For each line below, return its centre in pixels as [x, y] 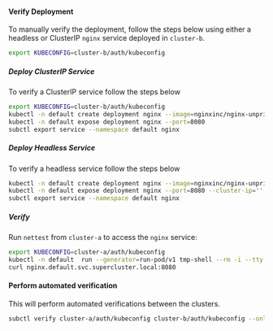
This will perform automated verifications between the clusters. [115, 303]
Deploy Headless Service [52, 148]
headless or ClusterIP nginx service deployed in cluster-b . [107, 38]
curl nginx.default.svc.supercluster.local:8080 [92, 267]
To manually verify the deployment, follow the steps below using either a [130, 29]
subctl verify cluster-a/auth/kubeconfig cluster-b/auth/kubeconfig [127, 318]
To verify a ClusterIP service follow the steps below [95, 92]
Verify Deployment [41, 11]
